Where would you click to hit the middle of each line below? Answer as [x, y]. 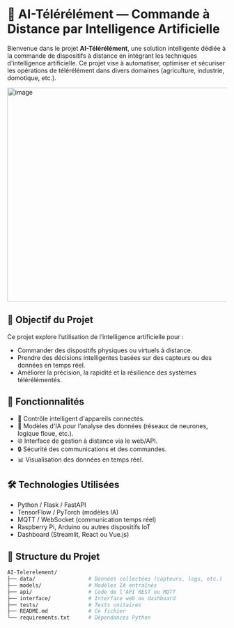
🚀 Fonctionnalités [46, 402]
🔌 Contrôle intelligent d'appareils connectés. [81, 418]
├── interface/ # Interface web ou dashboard [92, 598]
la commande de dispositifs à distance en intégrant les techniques [102, 56]
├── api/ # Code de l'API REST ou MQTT [92, 592]
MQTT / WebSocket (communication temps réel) [87, 520]
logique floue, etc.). [45, 433]
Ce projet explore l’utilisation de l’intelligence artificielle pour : [95, 336]
